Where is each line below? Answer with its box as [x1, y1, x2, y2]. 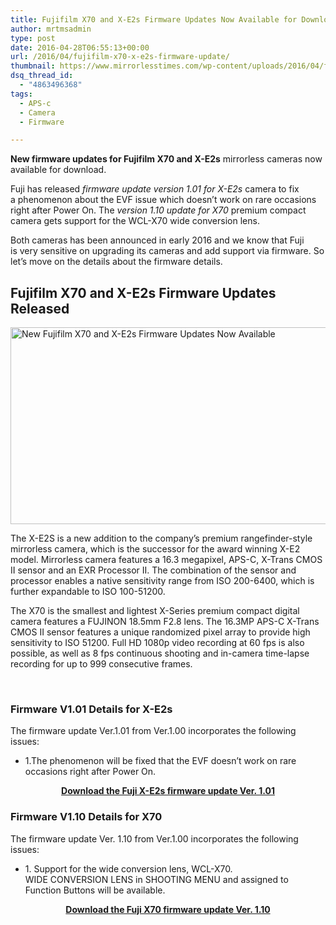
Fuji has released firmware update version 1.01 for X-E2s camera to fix [10, 183, 300, 195]
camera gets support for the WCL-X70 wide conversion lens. [10, 215, 260, 227]
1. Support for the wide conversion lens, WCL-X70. [24, 862, 233, 875]
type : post [10, 33, 56, 43]
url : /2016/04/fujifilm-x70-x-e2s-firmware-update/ [10, 52, 230, 62]
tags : [10, 89, 33, 99]
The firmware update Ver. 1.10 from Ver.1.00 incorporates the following [10, 832, 299, 845]
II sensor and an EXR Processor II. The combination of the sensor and [10, 564, 297, 576]
